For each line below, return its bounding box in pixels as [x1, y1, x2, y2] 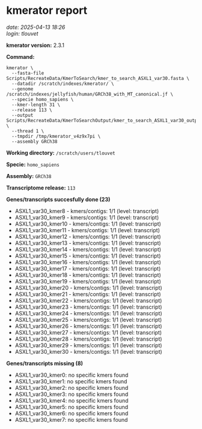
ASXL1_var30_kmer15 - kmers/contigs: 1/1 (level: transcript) [14, 252, 161, 259]
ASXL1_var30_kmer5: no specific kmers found [14, 403, 129, 410]
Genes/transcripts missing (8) [6, 359, 83, 367]
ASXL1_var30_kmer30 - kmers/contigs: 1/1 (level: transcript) [14, 348, 162, 355]
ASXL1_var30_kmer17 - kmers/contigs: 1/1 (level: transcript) [14, 265, 161, 272]
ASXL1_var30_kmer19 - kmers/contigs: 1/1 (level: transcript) [14, 277, 161, 285]
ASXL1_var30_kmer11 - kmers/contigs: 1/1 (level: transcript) [14, 226, 161, 233]
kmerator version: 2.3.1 [6, 42, 65, 49]
